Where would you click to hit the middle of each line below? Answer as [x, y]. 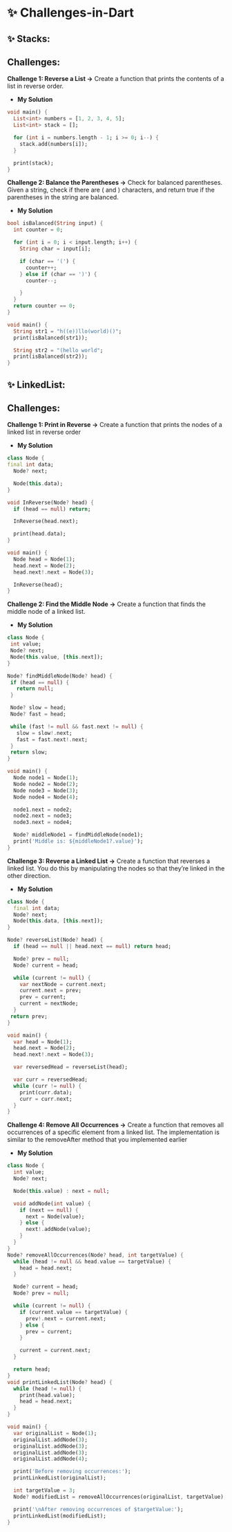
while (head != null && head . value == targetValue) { [92, 1261]
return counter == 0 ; [45, 306]
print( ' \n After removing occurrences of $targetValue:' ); [99, 1509]
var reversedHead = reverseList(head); [71, 1067]
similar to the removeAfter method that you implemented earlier [97, 1140]
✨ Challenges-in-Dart [71, 13]
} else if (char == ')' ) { [58, 274]
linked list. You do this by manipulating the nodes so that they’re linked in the [116, 868]
